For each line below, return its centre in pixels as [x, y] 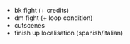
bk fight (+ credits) [42, 10]
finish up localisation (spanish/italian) [69, 33]
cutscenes [29, 25]
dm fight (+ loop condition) [53, 18]
